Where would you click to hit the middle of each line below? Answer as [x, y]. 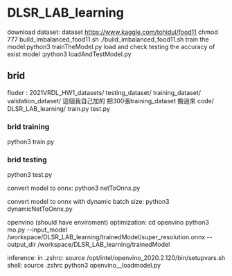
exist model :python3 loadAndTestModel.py [69, 54]
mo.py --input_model [37, 230]
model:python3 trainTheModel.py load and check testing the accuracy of [111, 46]
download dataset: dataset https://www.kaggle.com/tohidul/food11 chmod [113, 32]
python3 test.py [30, 175]
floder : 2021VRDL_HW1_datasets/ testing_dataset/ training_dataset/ [104, 92]
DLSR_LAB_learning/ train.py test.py [59, 108]
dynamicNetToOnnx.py [40, 209]
